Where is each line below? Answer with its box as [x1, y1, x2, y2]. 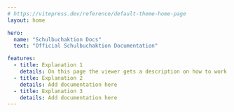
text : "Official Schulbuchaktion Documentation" [13, 43, 158, 50]
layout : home [7, 17, 46, 24]
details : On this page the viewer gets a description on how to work [20, 68, 228, 75]
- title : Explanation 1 [13, 62, 83, 69]
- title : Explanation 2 [13, 74, 83, 81]
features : [7, 55, 36, 62]
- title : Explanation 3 [13, 87, 83, 94]
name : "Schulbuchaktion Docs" [13, 36, 102, 43]
